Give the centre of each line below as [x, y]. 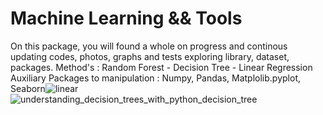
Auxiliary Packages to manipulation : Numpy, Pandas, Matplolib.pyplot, [155, 78]
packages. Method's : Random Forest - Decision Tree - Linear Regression [161, 67]
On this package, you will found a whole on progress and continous [149, 46]
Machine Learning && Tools [126, 18]
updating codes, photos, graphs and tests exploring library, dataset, [150, 56]
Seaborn [28, 88]
